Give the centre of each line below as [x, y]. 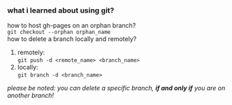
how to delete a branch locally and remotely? [72, 39]
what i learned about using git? [61, 10]
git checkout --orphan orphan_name [59, 32]
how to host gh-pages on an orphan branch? [72, 26]
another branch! [31, 95]
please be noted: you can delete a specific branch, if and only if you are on [116, 88]
